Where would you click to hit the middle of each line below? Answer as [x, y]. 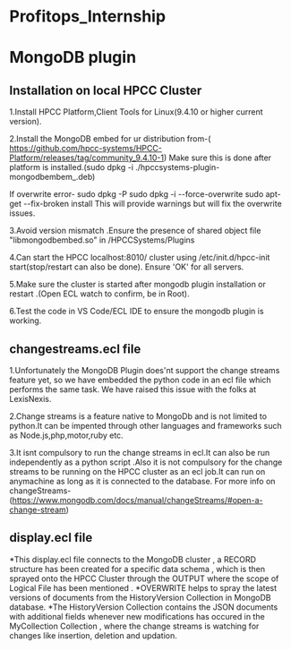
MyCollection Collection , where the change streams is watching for [134, 626]
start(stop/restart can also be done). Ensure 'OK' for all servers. [127, 267]
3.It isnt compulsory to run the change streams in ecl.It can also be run [140, 453]
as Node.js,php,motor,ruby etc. [66, 435]
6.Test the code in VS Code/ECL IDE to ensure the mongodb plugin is [137, 312]
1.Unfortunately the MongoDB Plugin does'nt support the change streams [145, 370]
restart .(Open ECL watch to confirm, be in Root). [99, 294]
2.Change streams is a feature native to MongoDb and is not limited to [138, 416]
